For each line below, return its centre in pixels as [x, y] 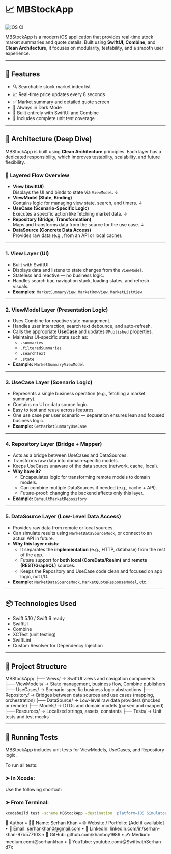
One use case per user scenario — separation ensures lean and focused [89, 415]
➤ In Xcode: [20, 778]
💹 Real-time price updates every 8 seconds [59, 94]
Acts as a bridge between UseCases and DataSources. [70, 455]
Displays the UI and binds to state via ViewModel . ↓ [65, 192]
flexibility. [15, 162]
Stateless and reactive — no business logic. [58, 275]
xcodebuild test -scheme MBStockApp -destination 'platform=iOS [75, 813]
